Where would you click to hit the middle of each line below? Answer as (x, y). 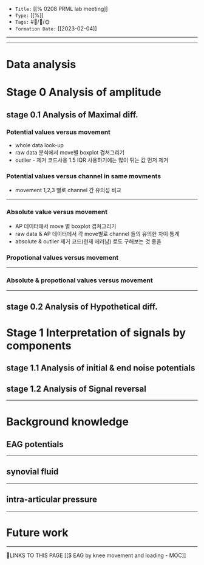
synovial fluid (32, 472)
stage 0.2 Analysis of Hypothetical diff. (82, 307)
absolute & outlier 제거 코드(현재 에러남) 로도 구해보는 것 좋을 (88, 241)
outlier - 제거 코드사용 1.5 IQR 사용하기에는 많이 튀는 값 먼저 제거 (92, 160)
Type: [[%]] (29, 15)
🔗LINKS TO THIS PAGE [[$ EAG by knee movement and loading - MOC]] (96, 555)
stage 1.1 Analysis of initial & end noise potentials (101, 368)
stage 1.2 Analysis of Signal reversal (76, 389)
